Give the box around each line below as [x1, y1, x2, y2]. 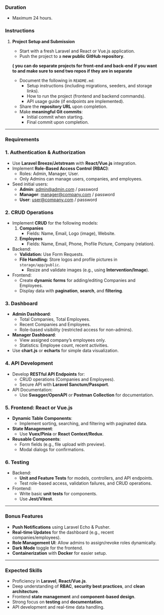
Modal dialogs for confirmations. [19, 447, 85, 452]
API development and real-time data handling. [12, 604, 105, 610]
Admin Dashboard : [12, 311, 51, 317]
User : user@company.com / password [19, 197, 98, 203]
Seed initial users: [12, 181, 48, 187]
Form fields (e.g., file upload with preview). [19, 441, 106, 447]
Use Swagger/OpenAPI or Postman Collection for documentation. [19, 392, 154, 398]
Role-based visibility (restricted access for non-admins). [19, 327, 133, 333]
